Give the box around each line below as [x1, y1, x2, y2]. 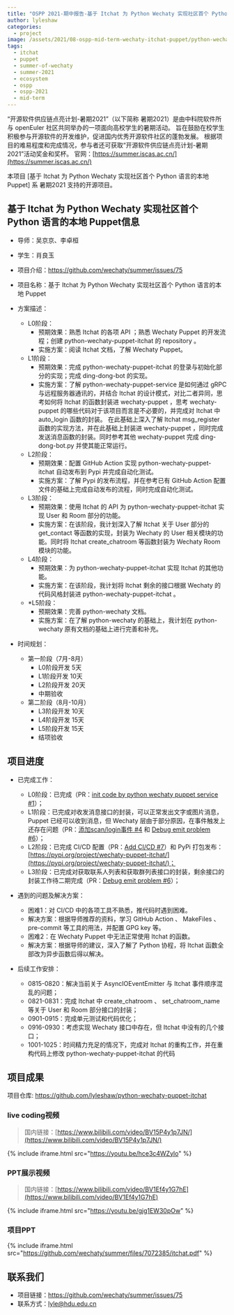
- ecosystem [13, 75, 49, 82]
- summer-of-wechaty [13, 62, 73, 69]
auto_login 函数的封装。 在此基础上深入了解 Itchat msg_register [38, 415, 220, 423]
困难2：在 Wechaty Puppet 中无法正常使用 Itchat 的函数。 [27, 932, 194, 940]
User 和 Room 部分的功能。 [46, 511, 125, 519]
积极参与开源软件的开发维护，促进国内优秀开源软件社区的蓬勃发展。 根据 [7, 132, 217, 140]
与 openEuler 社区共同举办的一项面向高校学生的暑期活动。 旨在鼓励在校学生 [7, 124, 225, 131]
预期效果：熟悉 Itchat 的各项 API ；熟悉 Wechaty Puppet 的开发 [38, 328, 220, 336]
